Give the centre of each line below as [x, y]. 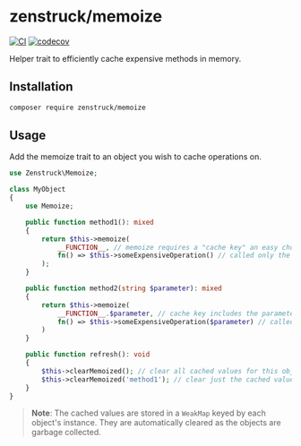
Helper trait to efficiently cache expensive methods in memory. [125, 58]
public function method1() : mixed [90, 222]
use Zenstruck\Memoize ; [54, 173]
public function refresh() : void [88, 355]
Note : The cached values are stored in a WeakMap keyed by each [149, 413]
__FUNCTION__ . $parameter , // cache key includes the [157, 313]
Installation [41, 87]
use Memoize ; [50, 206]
